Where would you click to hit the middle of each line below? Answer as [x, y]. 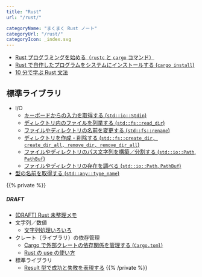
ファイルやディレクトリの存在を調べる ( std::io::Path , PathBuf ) [103, 166]
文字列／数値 [31, 222]
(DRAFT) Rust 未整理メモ [46, 215]
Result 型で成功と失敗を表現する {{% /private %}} [86, 267]
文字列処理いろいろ [48, 230]
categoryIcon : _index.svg [39, 40]
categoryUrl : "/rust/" [35, 34]
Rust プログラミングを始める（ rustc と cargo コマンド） [85, 57]
